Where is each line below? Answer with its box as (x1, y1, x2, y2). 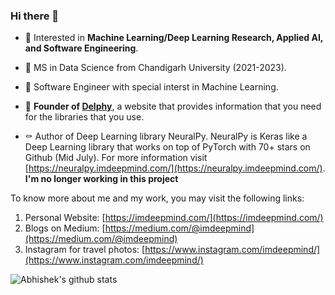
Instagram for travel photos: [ (24, 244, 146, 256)
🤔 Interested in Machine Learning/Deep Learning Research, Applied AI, (24, 32, 324, 44)
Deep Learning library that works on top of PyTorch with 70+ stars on (24, 141, 311, 153)
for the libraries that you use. (24, 111, 145, 123)
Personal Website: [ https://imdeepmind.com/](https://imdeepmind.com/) (24, 212, 324, 224)
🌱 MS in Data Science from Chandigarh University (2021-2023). (24, 62, 287, 74)
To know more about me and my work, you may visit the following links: (10, 192, 305, 204)
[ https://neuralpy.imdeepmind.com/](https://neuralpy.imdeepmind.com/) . (24, 162, 326, 174)
